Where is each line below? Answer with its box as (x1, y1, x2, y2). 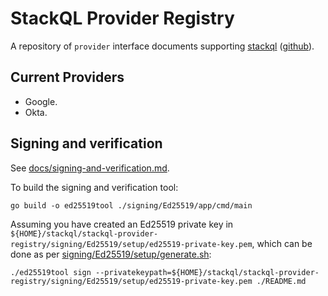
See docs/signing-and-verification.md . (10, 162, 170, 174)
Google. (24, 95, 58, 107)
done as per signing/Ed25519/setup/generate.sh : (10, 248, 212, 260)
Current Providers (10, 69, 125, 86)
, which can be (251, 237, 313, 249)
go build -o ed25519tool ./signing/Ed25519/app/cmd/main (10, 200, 253, 211)
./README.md (256, 276, 307, 286)
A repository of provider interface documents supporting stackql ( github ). (10, 40, 315, 52)
